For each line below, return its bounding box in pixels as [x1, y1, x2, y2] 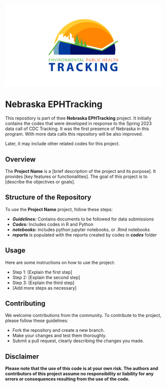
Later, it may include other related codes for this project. [5, 141, 120, 147]
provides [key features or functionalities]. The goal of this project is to [5, 173, 148, 180]
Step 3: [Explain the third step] [12, 280, 75, 286]
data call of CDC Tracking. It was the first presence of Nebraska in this [5, 126, 150, 132]
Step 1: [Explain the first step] [12, 269, 73, 275]
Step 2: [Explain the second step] [12, 274, 81, 280]
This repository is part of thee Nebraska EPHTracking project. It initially [5, 115, 152, 121]
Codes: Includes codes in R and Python [12, 221, 94, 227]
